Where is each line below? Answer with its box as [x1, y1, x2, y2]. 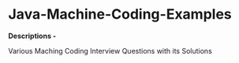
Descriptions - [8, 31, 57, 40]
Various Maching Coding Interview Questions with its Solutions [8, 46, 213, 55]
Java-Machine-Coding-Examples [8, 5, 233, 23]
